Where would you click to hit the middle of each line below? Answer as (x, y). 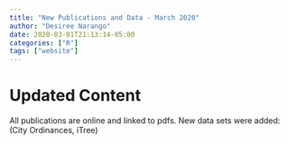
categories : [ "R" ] (44, 43)
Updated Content (75, 96)
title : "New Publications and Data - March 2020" (105, 18)
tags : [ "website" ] (44, 51)
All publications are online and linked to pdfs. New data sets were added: (145, 121)
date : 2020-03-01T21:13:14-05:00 (72, 34)
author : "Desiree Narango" (60, 26)
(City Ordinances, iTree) (54, 130)
